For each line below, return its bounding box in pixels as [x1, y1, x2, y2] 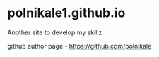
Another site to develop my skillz [7, 28, 102, 37]
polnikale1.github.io [7, 5, 126, 21]
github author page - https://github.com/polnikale [7, 42, 152, 50]
